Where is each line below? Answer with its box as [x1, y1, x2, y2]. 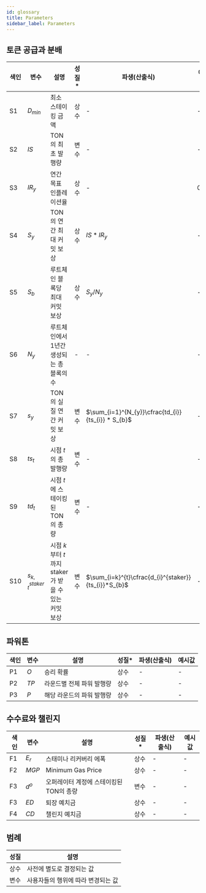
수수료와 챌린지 [6, 714, 61, 724]
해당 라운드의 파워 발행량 [44, 691, 112, 699]
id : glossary [6, 9, 40, 15]
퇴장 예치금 [45, 798, 76, 807]
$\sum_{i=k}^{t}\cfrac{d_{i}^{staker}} [85, 573, 191, 581]
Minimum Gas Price [45, 766, 102, 774]
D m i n [27, 106, 41, 116]
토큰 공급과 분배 [6, 44, 63, 55]
